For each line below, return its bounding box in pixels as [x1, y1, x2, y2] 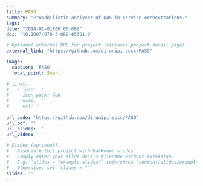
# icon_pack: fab [6, 92, 61, 98]
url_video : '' [6, 131, 42, 138]
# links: [6, 81, 28, 87]
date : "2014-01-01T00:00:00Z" [6, 25, 83, 32]
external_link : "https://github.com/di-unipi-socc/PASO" [6, 48, 153, 54]
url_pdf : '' [6, 120, 36, 126]
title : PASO [6, 8, 36, 15]
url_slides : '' [6, 126, 45, 132]
